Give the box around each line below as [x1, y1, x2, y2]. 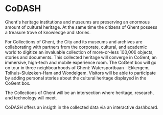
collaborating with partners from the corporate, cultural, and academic [5, 44, 147, 50]
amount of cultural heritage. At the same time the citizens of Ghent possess [5, 24, 158, 30]
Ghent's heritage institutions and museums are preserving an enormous [5, 19, 150, 25]
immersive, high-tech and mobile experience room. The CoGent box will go [5, 59, 157, 65]
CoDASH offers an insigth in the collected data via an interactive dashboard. [5, 104, 159, 110]
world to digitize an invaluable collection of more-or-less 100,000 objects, [5, 49, 154, 55]
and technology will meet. [5, 95, 57, 100]
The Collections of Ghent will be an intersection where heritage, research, [5, 90, 154, 96]
